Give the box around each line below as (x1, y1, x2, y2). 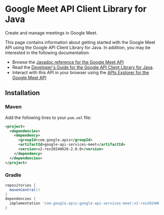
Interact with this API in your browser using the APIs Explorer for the (12, 69, 149, 75)
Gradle (5, 172, 21, 178)
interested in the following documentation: (5, 50, 90, 56)
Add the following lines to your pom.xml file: (5, 115, 92, 120)
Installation (5, 89, 40, 97)
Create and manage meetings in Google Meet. (5, 30, 98, 36)
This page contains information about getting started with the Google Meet (5, 39, 156, 45)
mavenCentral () (9, 187, 41, 192)
